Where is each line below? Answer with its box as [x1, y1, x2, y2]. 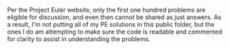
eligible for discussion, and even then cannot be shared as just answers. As [7, 13, 222, 21]
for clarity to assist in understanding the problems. [7, 35, 150, 43]
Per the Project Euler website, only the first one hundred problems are [7, 6, 206, 14]
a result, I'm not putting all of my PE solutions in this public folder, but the [7, 21, 215, 28]
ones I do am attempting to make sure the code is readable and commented [7, 27, 223, 36]
